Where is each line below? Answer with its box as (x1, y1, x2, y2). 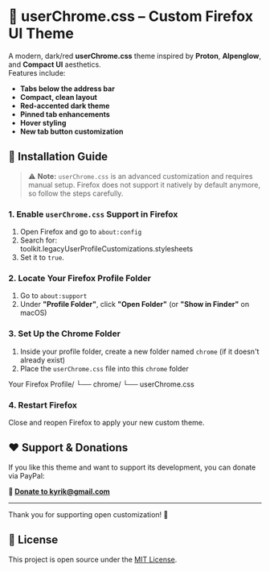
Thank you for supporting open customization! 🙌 (8, 509, 169, 519)
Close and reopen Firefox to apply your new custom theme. (8, 417, 205, 427)
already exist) (19, 354, 66, 365)
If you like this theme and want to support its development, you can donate (8, 462, 256, 472)
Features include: (8, 68, 66, 77)
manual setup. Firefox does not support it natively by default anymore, (27, 180, 261, 189)
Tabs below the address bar (19, 84, 115, 93)
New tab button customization (19, 126, 124, 136)
